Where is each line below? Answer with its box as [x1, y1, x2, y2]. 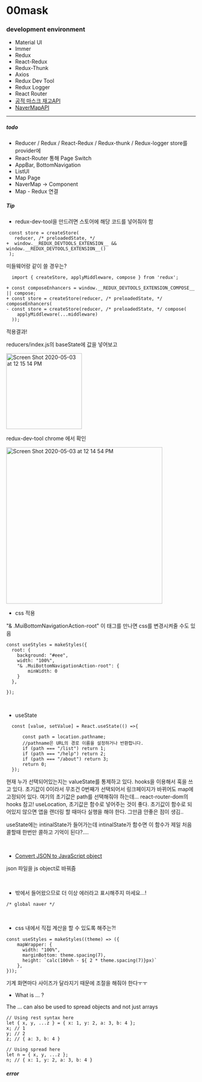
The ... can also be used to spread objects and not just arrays [6, 1003, 158, 1011]
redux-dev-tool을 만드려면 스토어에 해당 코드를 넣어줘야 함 [14, 218, 153, 225]
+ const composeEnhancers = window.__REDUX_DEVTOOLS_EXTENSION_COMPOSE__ [6, 285, 195, 291]
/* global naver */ [6, 902, 55, 908]
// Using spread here [6, 1046, 61, 1053]
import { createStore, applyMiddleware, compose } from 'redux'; [11, 275, 179, 281]
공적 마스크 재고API [14, 97, 61, 104]
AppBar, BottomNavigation [14, 161, 81, 169]
